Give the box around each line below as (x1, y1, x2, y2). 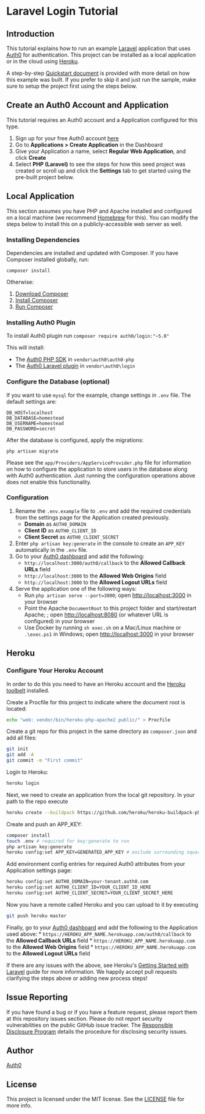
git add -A (6, 752, 34, 758)
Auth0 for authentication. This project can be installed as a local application (6, 51, 196, 59)
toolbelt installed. (6, 687, 50, 694)
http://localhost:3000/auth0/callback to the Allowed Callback (24, 559, 186, 566)
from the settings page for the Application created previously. (15, 513, 170, 521)
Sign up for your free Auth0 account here (15, 134, 119, 141)
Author (6, 1045, 34, 1055)
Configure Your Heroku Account (6, 666, 104, 675)
